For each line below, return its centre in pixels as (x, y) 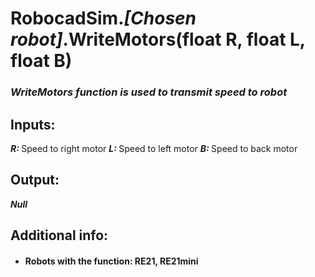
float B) (41, 61)
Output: (35, 180)
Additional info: (59, 235)
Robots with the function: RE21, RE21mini (111, 261)
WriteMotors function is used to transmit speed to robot (149, 92)
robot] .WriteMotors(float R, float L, (158, 39)
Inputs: (33, 124)
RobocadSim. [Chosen (103, 18)
